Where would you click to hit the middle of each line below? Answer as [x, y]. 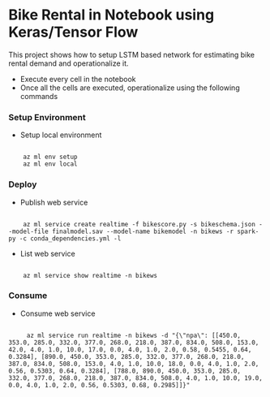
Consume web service [58, 313]
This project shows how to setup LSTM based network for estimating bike [132, 54]
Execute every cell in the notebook [78, 79]
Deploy [23, 184]
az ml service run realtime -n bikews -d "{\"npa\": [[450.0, [134, 335]
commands [39, 96]
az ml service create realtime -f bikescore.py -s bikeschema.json [139, 224]
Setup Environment [47, 117]
